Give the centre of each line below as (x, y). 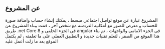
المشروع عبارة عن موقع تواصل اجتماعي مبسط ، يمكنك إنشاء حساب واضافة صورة (81, 20)
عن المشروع (23, 8)
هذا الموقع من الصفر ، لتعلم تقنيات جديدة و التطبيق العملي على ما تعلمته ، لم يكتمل (82, 36)
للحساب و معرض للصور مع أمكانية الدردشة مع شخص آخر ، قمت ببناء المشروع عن (81, 25)
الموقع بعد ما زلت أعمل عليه (32, 41)
